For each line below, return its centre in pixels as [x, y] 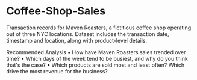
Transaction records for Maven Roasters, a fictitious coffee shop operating [99, 28]
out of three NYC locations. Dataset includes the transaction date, [88, 34]
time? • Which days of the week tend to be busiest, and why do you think [97, 58]
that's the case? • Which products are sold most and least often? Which [95, 65]
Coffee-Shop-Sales [56, 11]
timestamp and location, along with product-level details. [77, 40]
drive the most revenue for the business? [57, 71]
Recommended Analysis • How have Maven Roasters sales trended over [96, 52]
